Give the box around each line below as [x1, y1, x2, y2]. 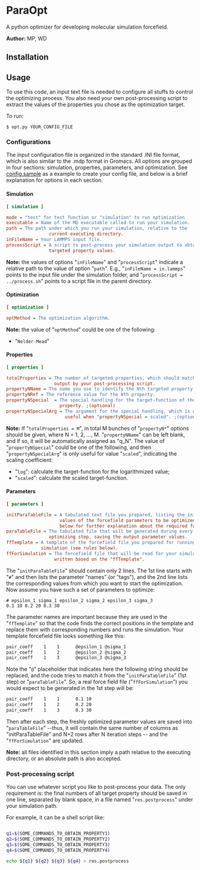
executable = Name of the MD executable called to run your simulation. [6, 220, 190, 226]
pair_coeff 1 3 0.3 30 [6, 707, 92, 713]
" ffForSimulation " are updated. [6, 737, 84, 744]
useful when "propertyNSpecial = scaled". [64, 414, 171, 420]
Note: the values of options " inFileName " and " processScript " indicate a [6, 258, 183, 265]
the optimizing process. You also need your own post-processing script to [6, 95, 188, 102]
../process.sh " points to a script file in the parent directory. [6, 277, 152, 284]
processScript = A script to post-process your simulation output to [6, 242, 183, 248]
